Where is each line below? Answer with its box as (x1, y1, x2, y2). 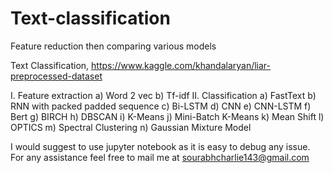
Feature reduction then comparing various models (10, 40, 217, 52)
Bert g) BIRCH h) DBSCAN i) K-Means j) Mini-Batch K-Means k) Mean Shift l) (10, 110, 325, 122)
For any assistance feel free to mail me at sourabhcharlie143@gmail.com (10, 151, 310, 163)
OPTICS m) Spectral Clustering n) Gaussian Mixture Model (10, 121, 252, 133)
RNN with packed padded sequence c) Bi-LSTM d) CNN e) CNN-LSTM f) (10, 100, 312, 112)
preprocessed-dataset (10, 70, 103, 82)
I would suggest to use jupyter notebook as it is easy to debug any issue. (10, 140, 311, 152)
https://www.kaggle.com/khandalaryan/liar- (91, 59, 272, 71)
